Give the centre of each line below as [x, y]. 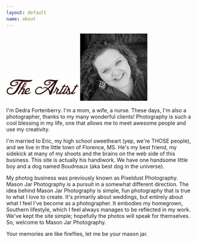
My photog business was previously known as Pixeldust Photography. [92, 178]
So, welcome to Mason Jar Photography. [56, 222]
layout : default [26, 13]
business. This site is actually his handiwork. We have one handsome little [97, 160]
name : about [21, 19]
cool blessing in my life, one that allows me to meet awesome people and [96, 123]
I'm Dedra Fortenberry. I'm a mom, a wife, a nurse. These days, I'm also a [96, 110]
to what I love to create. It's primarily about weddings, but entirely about [95, 196]
